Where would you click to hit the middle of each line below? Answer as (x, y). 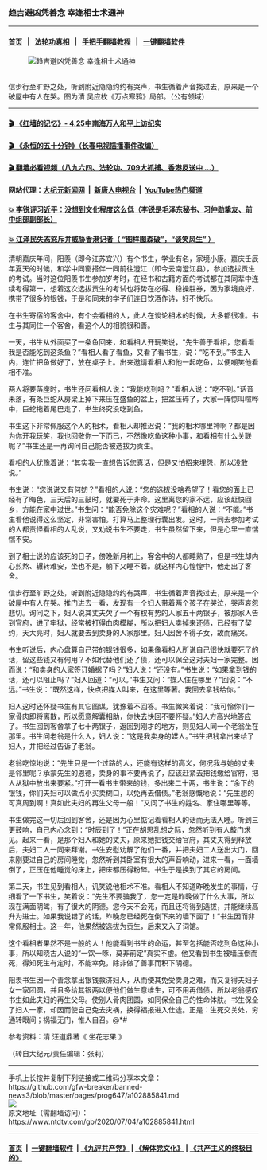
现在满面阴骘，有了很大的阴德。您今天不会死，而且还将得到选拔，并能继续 (130, 906)
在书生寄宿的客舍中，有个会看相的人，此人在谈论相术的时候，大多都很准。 (130, 315)
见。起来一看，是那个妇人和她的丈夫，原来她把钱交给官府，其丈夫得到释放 (130, 839)
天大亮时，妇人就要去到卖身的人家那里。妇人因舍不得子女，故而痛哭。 (137, 632)
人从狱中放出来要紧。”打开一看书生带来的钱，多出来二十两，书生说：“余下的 (132, 782)
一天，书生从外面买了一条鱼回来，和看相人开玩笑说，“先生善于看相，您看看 (132, 342)
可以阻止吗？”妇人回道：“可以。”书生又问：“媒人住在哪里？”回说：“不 (141, 679)
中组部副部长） (33, 220)
